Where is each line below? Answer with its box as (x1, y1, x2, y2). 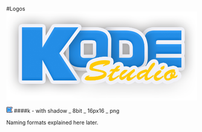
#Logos (6, 5, 25, 12)
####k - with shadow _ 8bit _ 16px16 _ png (13, 107, 120, 114)
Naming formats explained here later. (6, 119, 99, 126)
